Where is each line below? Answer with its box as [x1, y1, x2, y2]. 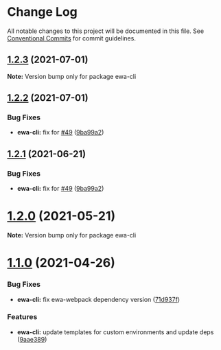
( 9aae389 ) [16, 335, 47, 343]
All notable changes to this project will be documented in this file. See [7, 27, 205, 35]
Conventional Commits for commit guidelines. [7, 34, 136, 42]
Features [7, 312, 38, 322]
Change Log [7, 4, 78, 20]
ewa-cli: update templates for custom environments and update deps [16, 327, 214, 336]
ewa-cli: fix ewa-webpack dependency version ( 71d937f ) [16, 295, 181, 303]
